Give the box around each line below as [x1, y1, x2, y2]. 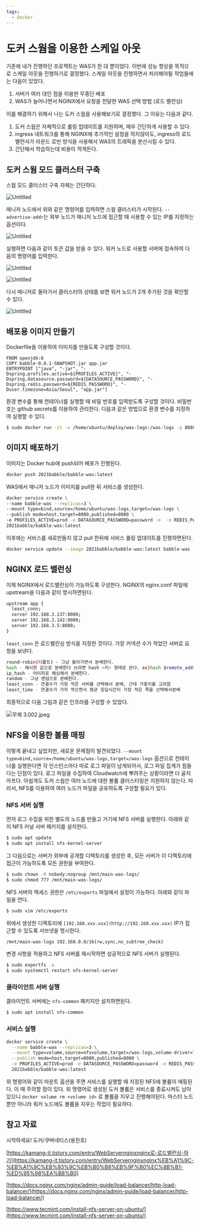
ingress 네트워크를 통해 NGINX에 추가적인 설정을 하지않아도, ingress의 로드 [14, 131, 192, 138]
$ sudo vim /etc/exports [6, 908, 68, 914]
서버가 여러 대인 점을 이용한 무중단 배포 [14, 90, 106, 97]
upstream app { [6, 600, 44, 606]
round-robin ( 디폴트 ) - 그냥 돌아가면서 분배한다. [6, 659, 114, 665]
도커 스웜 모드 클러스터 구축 [6, 165, 100, 175]
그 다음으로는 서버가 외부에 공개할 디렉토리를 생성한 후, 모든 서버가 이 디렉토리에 [6, 851, 192, 859]
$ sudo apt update [6, 835, 52, 841]
